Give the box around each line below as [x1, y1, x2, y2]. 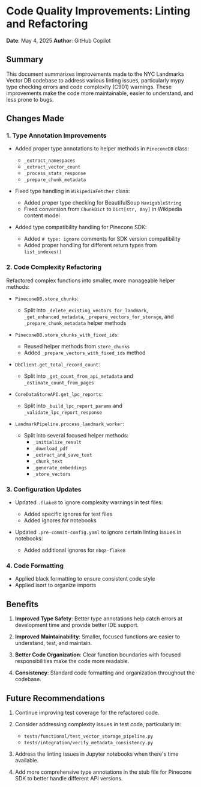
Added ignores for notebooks [23, 517, 97, 524]
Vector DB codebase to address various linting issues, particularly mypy [6, 76, 184, 84]
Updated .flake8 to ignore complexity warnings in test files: [14, 499, 163, 506]
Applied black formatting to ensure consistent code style [14, 575, 155, 582]
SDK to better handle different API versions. [14, 774, 123, 782]
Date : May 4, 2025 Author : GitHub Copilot [6, 37, 111, 44]
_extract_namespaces [23, 158, 76, 164]
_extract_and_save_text [32, 452, 92, 458]
